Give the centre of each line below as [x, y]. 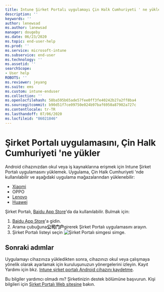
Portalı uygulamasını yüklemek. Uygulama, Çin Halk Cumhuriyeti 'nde [74, 172]
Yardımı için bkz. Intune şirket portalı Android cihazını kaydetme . [70, 270]
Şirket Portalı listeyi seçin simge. [69, 232]
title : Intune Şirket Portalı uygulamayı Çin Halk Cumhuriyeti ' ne [76, 10]
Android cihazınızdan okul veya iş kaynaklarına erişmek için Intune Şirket [78, 167]
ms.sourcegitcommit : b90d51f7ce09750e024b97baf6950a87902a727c [71, 105]
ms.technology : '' [24, 60]
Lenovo [20, 197]
